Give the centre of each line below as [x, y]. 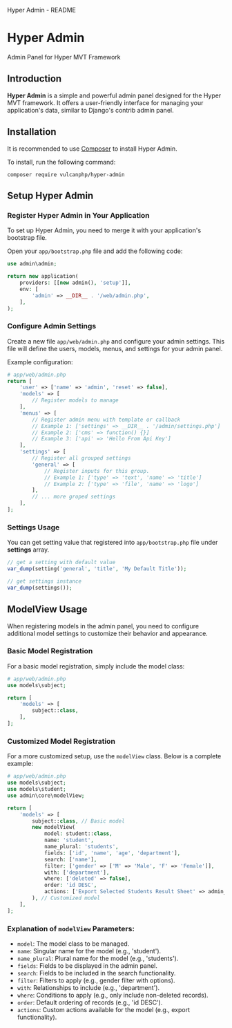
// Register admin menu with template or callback [106, 420]
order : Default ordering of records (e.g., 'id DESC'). [90, 1002]
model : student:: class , [78, 834]
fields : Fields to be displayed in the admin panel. [87, 965]
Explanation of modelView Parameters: [71, 928]
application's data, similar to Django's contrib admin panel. [90, 110]
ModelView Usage [47, 609]
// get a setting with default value [61, 563]
